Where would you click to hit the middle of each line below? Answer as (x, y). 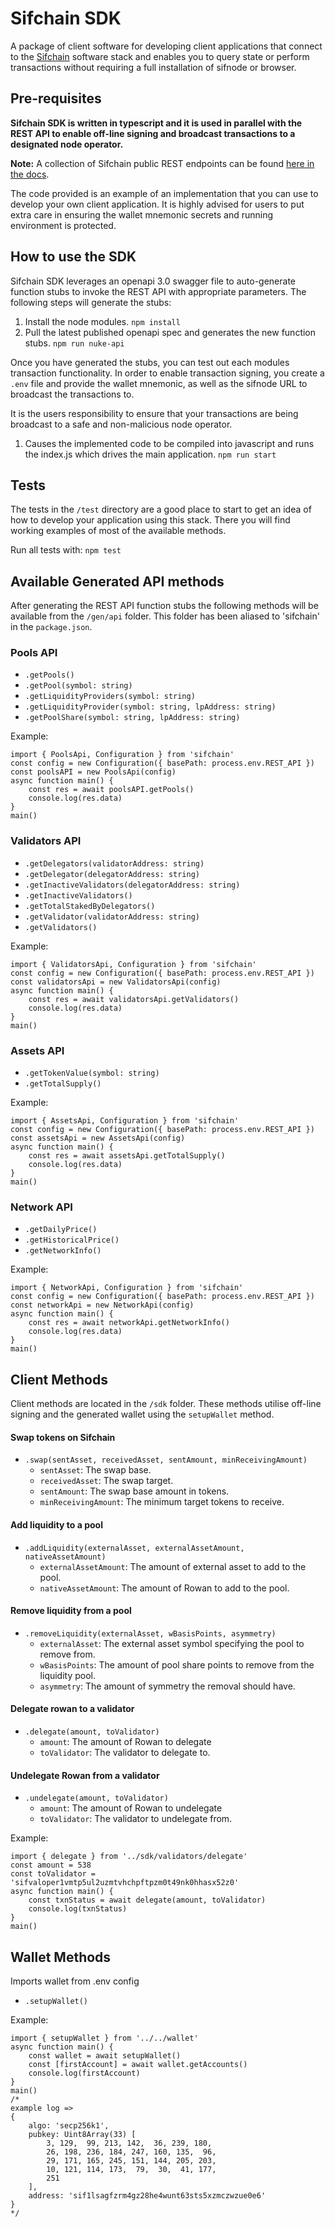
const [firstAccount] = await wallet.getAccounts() (138, 2065)
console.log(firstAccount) (84, 2073)
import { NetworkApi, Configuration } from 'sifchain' (127, 1288)
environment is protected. (63, 225)
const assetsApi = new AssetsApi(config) (98, 1138)
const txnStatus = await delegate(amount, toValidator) (147, 1900)
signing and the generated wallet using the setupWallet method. (142, 1414)
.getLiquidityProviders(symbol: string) (110, 697)
